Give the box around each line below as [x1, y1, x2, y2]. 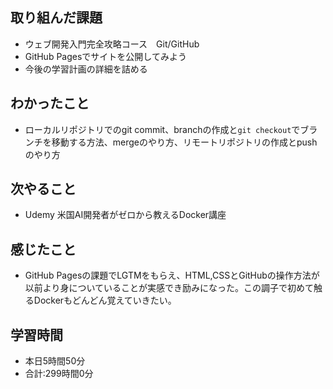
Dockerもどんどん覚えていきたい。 [33, 294, 177, 307]
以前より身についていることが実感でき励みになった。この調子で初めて [24, 282, 315, 294]
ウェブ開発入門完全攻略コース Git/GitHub [24, 38, 200, 50]
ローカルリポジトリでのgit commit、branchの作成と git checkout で [24, 123, 301, 135]
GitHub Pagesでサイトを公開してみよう [24, 50, 187, 62]
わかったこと [10, 95, 90, 112]
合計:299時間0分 [24, 368, 94, 380]
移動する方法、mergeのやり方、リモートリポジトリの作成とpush [51, 136, 318, 148]
